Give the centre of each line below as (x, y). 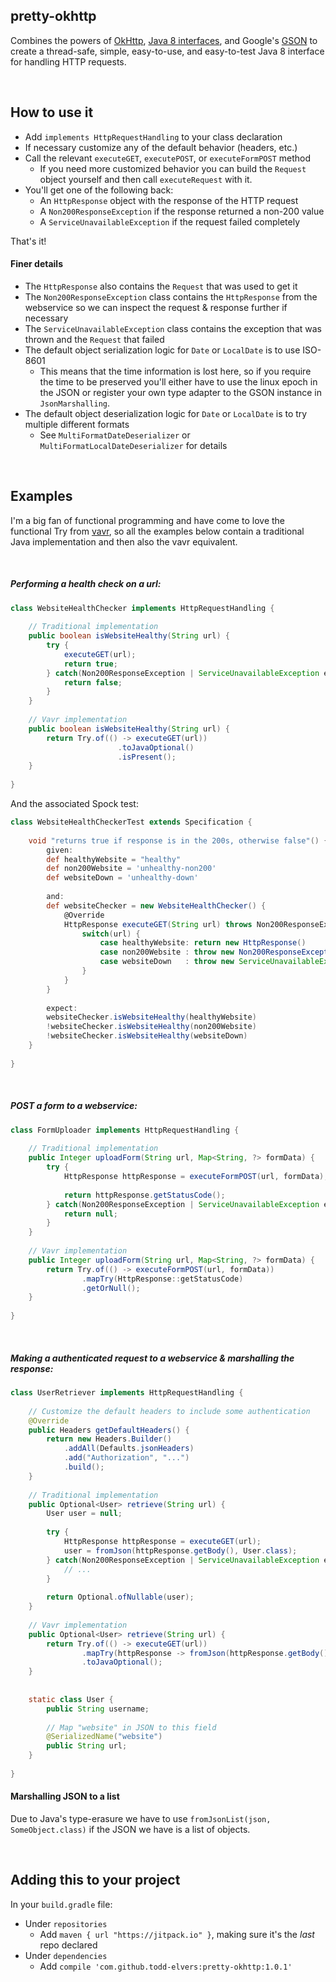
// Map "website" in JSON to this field (131, 1727)
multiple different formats (77, 424)
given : (60, 850)
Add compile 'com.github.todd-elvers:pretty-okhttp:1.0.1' (166, 1966)
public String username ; (98, 1709)
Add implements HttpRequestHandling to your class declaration (153, 136)
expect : (62, 1008)
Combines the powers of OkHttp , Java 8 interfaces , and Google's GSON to (164, 40)
